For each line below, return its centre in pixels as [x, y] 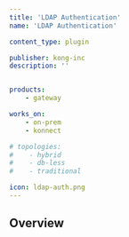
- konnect [44, 130]
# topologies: [36, 146]
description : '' [39, 66]
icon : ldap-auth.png [48, 187]
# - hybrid [36, 155]
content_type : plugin [49, 42]
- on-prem [44, 122]
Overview [37, 223]
